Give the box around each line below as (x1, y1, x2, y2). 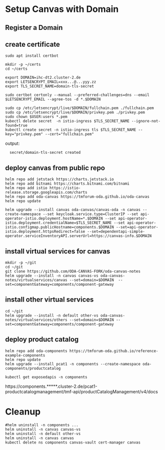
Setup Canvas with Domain (5, 3, 119, 15)
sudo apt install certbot (5, 53, 58, 58)
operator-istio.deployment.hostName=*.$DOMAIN (5, 216, 103, 221)
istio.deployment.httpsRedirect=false (5, 229, 85, 234)
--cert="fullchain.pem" (45, 132, 94, 137)
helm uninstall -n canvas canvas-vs (5, 427, 81, 432)
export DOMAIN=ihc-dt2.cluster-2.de (5, 75, 81, 80)
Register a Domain (5, 23, 63, 32)
